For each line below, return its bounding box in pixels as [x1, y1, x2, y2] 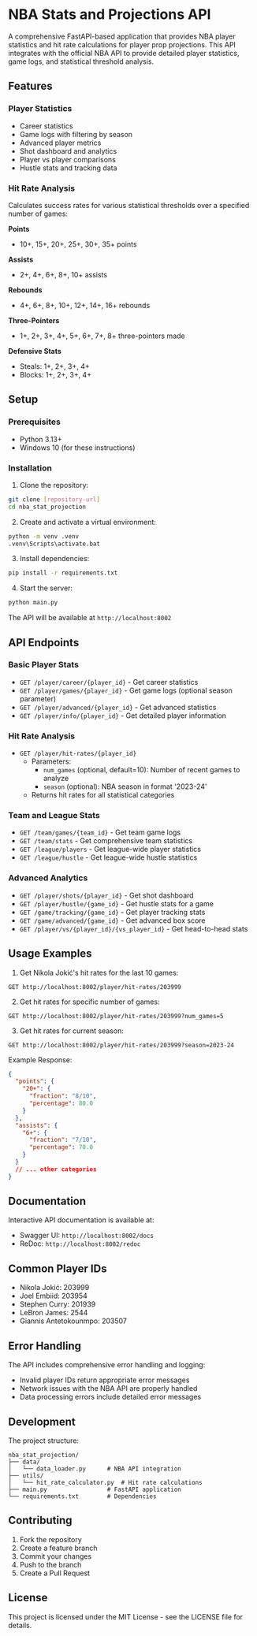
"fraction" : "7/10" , [28, 1136, 97, 1144]
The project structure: [8, 1436, 80, 1445]
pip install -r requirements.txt [8, 569, 118, 577]
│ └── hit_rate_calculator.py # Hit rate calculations [8, 1478, 203, 1486]
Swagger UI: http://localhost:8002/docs [19, 1231, 154, 1240]
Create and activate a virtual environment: [19, 517, 156, 526]
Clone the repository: [19, 480, 89, 489]
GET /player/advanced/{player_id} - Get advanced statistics [19, 702, 217, 712]
